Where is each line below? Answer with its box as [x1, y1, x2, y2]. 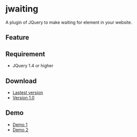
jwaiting [5, 3, 39, 15]
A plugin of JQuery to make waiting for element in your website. [5, 19, 132, 25]
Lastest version [12, 90, 43, 95]
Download [5, 76, 37, 85]
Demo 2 [12, 127, 28, 133]
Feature [5, 33, 29, 42]
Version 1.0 [12, 94, 35, 100]
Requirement [5, 50, 45, 58]
